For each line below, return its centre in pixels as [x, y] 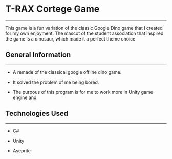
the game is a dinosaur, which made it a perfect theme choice [70, 38]
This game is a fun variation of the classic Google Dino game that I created [84, 28]
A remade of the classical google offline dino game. [67, 72]
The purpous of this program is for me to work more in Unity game [83, 92]
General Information [38, 55]
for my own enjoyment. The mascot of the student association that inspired [84, 33]
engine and [25, 97]
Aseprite [21, 151]
